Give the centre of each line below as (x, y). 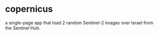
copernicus (29, 9)
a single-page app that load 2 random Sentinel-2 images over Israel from (79, 23)
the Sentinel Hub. (23, 28)
